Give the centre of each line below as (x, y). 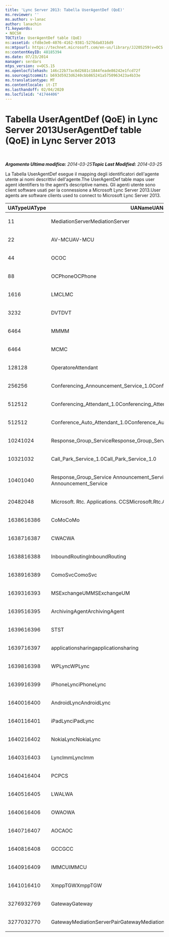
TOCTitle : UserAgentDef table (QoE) (44, 38)
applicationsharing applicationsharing (95, 648)
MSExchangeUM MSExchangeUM (91, 593)
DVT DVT (61, 313)
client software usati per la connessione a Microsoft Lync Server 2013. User (83, 190)
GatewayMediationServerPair (86, 922)
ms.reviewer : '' (22, 15)
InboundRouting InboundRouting (89, 556)
